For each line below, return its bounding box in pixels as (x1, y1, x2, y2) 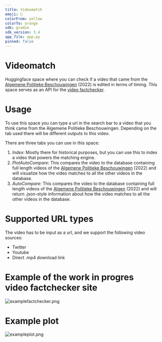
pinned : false (5, 39, 34, 44)
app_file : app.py (5, 35, 40, 40)
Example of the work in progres (5, 272, 134, 283)
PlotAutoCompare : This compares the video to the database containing (12, 160, 155, 165)
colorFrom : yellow (5, 16, 42, 21)
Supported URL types (5, 213, 94, 224)
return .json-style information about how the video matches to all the (12, 191, 150, 197)
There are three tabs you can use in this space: (5, 140, 100, 146)
